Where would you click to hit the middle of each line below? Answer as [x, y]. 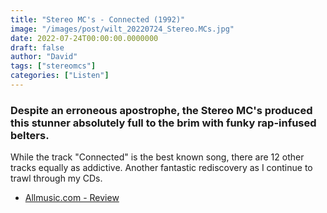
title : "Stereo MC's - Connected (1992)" [98, 19]
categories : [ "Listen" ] [60, 76]
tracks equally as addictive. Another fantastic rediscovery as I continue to [161, 168]
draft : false [37, 47]
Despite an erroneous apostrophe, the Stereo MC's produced [161, 110]
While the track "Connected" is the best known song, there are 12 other [157, 157]
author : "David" [44, 57]
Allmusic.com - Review [72, 198]
